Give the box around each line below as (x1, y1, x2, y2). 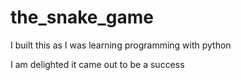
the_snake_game (10, 6, 154, 29)
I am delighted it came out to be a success (10, 58, 185, 70)
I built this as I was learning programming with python (10, 39, 232, 51)
